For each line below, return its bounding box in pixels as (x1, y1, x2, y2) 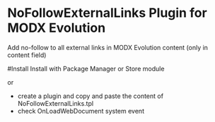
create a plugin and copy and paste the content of (17, 92, 164, 100)
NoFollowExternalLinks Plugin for (7, 5, 207, 21)
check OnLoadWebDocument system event (17, 106, 145, 115)
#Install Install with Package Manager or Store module (7, 64, 165, 73)
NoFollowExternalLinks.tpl (17, 99, 94, 107)
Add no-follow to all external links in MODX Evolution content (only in (7, 43, 209, 51)
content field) (7, 51, 47, 59)
